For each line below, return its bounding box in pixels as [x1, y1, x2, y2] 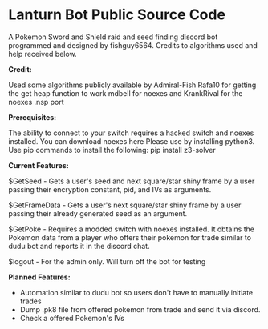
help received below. [8, 49, 78, 58]
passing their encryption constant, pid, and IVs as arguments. [8, 184, 212, 194]
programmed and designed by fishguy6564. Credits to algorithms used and [8, 40, 258, 50]
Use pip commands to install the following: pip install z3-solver [8, 145, 216, 154]
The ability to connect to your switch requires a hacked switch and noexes [8, 128, 254, 138]
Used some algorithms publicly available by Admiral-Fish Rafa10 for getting [8, 80, 257, 90]
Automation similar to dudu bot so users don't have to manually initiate [19, 287, 254, 297]
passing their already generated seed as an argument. [8, 208, 188, 218]
